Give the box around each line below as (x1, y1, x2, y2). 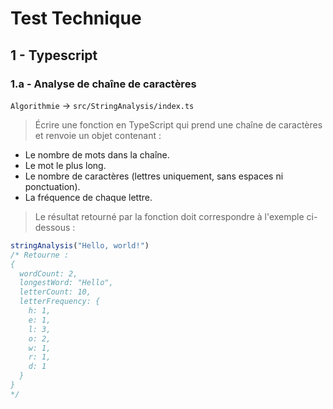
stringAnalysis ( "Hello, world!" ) (10, 240, 150, 251)
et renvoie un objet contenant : (34, 129, 162, 141)
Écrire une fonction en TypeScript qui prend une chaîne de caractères (34, 118, 323, 131)
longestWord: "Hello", (19, 278, 114, 288)
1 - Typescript (10, 47, 98, 64)
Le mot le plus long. (24, 159, 107, 171)
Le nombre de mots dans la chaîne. (24, 148, 170, 161)
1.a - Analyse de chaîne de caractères (10, 77, 197, 91)
